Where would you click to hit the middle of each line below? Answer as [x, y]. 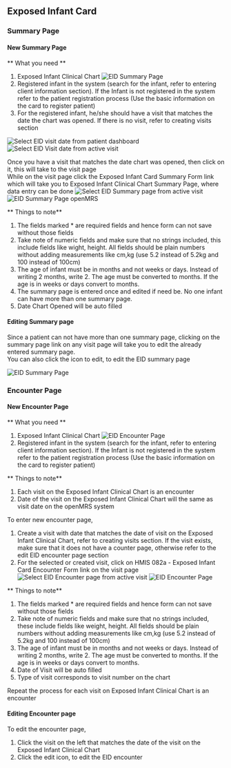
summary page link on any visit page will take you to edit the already [104, 344]
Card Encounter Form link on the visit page [78, 570]
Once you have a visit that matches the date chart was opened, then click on [116, 162]
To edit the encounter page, [47, 729]
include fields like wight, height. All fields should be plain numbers [111, 247]
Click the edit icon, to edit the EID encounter [80, 757]
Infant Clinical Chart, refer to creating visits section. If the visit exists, [115, 540]
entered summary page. [41, 352]
